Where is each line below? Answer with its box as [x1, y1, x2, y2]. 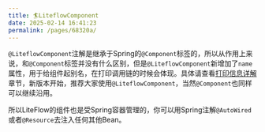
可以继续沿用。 [8, 89, 57, 98]
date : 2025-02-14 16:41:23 [8, 19, 97, 27]
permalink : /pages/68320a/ [8, 26, 97, 34]
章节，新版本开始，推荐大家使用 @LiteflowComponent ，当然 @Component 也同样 [8, 78, 252, 88]
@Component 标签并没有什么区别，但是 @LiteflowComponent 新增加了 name [28, 58, 253, 68]
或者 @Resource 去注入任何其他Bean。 [8, 115, 126, 125]
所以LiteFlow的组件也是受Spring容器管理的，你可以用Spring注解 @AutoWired [8, 105, 252, 115]
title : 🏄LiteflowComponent [8, 11, 99, 20]
